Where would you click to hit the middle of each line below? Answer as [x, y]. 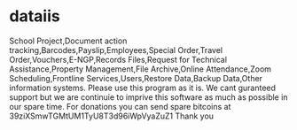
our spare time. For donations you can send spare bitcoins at [120, 106]
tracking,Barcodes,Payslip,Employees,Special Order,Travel [116, 50]
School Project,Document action [68, 41]
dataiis [35, 16]
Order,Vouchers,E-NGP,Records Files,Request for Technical [118, 59]
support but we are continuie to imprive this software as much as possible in [148, 97]
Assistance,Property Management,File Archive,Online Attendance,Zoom [141, 69]
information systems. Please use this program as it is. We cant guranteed [143, 88]
